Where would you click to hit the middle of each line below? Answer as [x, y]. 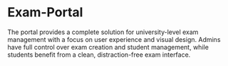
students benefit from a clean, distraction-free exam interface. [99, 55]
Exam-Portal [45, 12]
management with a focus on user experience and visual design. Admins [114, 39]
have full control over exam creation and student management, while [108, 47]
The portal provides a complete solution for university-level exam [103, 32]
